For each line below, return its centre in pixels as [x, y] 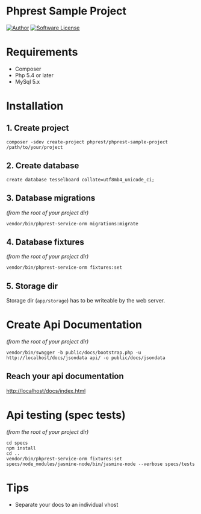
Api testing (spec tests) [66, 415]
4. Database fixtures [45, 242]
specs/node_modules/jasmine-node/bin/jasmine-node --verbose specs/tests [101, 464]
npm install [21, 448]
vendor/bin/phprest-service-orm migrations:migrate [72, 224]
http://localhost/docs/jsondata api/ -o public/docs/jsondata [86, 358]
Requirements [42, 52]
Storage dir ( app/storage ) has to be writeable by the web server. [86, 301]
